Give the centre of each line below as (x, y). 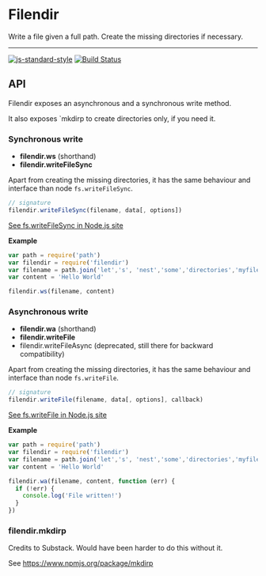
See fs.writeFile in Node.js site (57, 415)
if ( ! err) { (35, 488)
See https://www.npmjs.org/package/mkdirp (81, 563)
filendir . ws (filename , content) (61, 292)
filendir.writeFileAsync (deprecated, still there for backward (116, 346)
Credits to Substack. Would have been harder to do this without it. (116, 548)
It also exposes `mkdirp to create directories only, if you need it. (112, 118)
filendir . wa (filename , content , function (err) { (92, 481)
